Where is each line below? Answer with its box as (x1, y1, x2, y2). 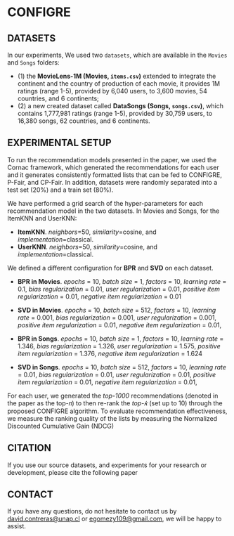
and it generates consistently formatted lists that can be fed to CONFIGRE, (7, 170, 223, 179)
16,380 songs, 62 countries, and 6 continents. (17, 117, 150, 125)
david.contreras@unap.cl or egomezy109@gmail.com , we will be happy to (7, 514, 222, 523)
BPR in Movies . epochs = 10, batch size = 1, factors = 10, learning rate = (17, 277, 227, 285)
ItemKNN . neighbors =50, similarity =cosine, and (17, 228, 157, 236)
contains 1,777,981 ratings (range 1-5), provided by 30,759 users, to (17, 110, 213, 117)
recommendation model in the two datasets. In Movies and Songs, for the (7, 207, 220, 215)
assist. (7, 522, 27, 530)
